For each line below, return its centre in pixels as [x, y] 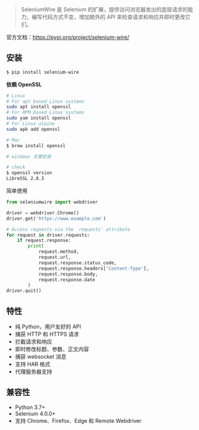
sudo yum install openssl [38, 118]
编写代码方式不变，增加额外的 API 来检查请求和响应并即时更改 [109, 17]
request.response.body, [68, 274]
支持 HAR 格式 [32, 364]
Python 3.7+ [30, 407]
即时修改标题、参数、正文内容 [52, 349]
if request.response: [44, 241]
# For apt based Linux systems [45, 101]
